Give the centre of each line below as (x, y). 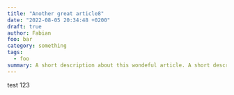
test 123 (18, 85)
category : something (37, 46)
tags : (15, 53)
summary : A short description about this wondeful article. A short (109, 65)
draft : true (24, 26)
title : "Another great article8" (56, 14)
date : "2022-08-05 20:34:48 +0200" (59, 20)
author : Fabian (29, 33)
